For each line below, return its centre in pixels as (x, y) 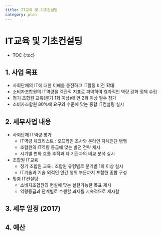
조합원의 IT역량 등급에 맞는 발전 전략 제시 (60, 147)
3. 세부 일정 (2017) (33, 209)
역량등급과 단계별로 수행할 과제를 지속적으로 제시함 (69, 191)
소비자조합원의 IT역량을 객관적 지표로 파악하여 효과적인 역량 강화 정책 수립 (85, 92)
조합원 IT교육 (25, 160)
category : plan (21, 15)
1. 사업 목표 (21, 72)
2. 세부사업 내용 (28, 122)
